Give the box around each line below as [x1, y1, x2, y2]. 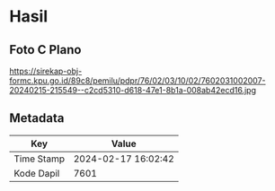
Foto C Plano [9, 42, 82, 57]
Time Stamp [13, 152, 66, 165]
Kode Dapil [13, 167, 60, 179]
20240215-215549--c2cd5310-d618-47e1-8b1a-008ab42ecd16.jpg [9, 85, 256, 95]
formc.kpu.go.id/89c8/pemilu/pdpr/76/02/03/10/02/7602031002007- [9, 75, 267, 86]
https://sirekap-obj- [9, 65, 83, 76]
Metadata [9, 110, 65, 126]
